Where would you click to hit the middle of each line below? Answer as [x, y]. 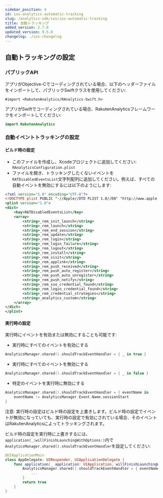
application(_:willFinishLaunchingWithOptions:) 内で [59, 440]
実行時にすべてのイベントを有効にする [50, 345]
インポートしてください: [37, 115]
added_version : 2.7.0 [27, 28]
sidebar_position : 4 [26, 9]
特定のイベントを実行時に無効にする [48, 383]
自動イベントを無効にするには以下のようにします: [62, 185]
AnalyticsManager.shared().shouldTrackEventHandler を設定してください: [78, 446]
